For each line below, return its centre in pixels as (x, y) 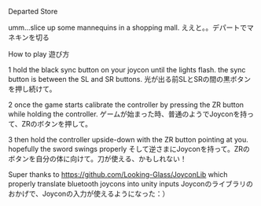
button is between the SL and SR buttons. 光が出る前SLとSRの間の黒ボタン (130, 79)
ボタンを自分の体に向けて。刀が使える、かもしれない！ (97, 159)
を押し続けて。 (32, 89)
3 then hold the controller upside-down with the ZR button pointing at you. (129, 140)
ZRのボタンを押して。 (57, 124)
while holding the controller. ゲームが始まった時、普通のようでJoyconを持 (128, 114)
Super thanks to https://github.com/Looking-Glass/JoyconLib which (118, 175)
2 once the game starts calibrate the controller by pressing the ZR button (126, 105)
